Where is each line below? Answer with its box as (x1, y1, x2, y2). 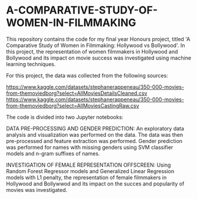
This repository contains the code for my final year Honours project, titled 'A (6, 35, 191, 42)
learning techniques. (6, 60, 56, 68)
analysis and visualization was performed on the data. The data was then (6, 131, 183, 138)
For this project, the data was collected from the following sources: (6, 72, 169, 79)
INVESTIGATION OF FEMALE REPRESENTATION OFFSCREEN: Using (6, 161, 171, 168)
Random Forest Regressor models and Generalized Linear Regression (6, 167, 175, 174)
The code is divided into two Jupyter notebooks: (6, 113, 123, 121)
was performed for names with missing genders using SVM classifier (6, 144, 173, 151)
